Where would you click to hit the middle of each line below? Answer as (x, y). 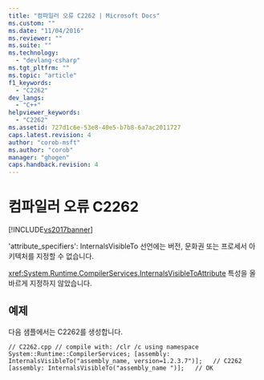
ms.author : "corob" (41, 150)
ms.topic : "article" (43, 75)
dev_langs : (26, 98)
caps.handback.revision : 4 (53, 165)
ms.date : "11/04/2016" (46, 30)
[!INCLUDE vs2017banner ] (51, 230)
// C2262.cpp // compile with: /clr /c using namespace (104, 347)
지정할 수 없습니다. (65, 257)
